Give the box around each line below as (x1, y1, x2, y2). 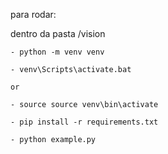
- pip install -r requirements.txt (10, 117, 159, 127)
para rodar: (10, 9, 57, 20)
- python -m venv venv (10, 47, 105, 57)
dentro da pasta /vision (10, 28, 106, 39)
